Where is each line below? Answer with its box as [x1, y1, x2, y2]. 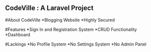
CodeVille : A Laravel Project [5, 4, 94, 12]
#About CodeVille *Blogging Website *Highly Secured [5, 17, 115, 23]
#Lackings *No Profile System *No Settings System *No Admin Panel [5, 41, 147, 47]
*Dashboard [5, 31, 30, 37]
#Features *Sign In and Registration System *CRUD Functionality [5, 26, 137, 32]
